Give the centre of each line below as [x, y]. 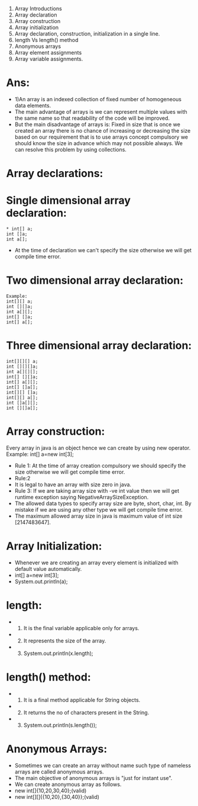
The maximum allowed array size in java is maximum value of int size [98, 516]
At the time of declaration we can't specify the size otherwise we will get [103, 251]
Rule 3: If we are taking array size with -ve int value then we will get [97, 490]
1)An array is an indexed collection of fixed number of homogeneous [98, 99]
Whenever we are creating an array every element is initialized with [96, 563]
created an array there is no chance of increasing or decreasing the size [103, 130]
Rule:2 [22, 478]
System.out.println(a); [41, 581]
